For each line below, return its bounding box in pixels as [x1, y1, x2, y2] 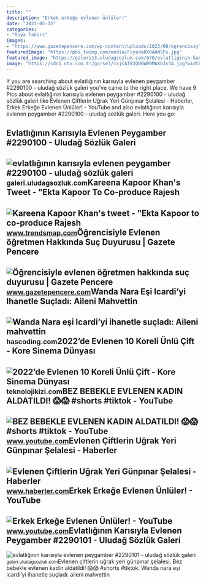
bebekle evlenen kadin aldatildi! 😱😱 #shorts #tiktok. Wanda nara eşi [6, 564, 181, 572]
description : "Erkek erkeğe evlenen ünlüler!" [6, 15, 128, 21]
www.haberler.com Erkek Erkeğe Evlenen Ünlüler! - [6, 485, 193, 495]
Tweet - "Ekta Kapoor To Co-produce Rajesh [6, 187, 180, 197]
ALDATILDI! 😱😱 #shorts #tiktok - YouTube [6, 395, 174, 406]
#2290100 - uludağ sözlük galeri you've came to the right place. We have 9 [6, 84, 197, 91]
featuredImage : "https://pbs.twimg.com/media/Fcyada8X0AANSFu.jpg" [6, 49, 183, 55]
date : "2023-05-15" [6, 20, 56, 26]
